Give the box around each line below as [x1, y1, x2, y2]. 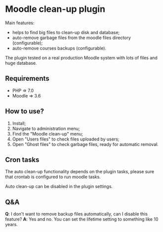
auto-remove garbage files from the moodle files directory [12, 35, 131, 41]
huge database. [5, 60, 37, 66]
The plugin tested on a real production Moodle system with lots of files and [5, 54, 158, 60]
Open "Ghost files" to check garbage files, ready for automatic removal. [12, 141, 159, 147]
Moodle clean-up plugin [5, 3, 105, 15]
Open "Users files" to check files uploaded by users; [12, 136, 120, 142]
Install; [12, 120, 26, 126]
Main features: [5, 20, 35, 26]
